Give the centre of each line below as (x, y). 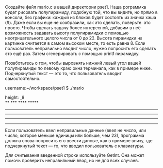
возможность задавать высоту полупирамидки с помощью (67, 33)
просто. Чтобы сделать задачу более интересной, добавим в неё (73, 28)
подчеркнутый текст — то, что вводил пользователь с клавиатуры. (75, 146)
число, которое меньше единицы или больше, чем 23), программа (75, 135)
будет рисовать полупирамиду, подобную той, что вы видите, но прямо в (81, 12)
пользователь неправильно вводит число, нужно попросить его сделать (81, 48)
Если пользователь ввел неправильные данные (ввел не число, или (76, 130)
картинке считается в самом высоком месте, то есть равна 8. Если (75, 43)
